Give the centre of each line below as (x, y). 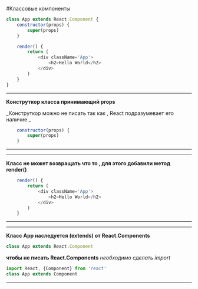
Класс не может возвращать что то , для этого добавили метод (88, 163)
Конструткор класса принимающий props (61, 101)
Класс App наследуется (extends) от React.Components (78, 236)
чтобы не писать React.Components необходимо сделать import (88, 258)
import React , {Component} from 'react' (57, 269)
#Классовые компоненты (38, 9)
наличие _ (19, 119)
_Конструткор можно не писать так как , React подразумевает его (90, 113)
